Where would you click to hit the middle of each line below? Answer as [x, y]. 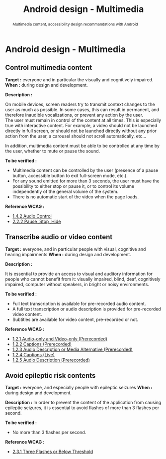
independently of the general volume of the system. [65, 191]
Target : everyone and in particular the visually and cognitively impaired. [79, 79]
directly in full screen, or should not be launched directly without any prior [81, 131]
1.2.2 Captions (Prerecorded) [42, 344]
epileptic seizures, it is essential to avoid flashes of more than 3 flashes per [82, 408]
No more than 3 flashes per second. [49, 433]
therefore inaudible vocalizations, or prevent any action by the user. [74, 115]
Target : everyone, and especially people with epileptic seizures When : [79, 388]
